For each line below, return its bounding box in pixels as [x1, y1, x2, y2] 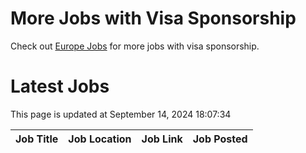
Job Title [15, 132, 59, 146]
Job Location [68, 132, 132, 146]
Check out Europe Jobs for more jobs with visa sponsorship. [10, 40, 260, 52]
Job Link [141, 132, 183, 146]
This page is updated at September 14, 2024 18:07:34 [10, 108, 232, 120]
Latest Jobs [10, 75, 110, 98]
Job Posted [192, 132, 248, 146]
